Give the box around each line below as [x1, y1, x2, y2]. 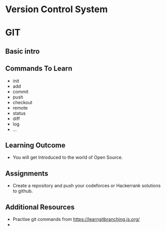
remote [12, 105, 28, 111]
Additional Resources [5, 203, 75, 211]
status [12, 110, 26, 116]
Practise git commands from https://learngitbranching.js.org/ [12, 216, 140, 222]
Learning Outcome [5, 141, 66, 149]
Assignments [5, 169, 49, 178]
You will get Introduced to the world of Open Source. [12, 154, 123, 160]
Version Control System [5, 4, 108, 15]
